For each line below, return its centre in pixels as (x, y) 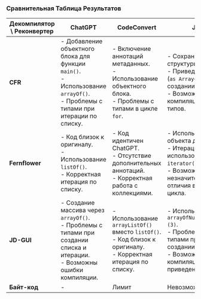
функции (73, 64)
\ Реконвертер (32, 31)
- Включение (132, 49)
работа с (125, 185)
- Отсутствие (132, 155)
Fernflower (25, 163)
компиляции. (80, 277)
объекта (179, 141)
